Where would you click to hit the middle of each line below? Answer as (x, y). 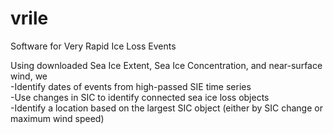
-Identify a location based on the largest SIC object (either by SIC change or (166, 108)
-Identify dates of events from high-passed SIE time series (131, 86)
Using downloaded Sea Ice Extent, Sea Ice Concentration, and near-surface (166, 65)
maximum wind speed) (57, 118)
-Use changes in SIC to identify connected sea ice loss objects (140, 97)
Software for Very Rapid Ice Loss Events (93, 46)
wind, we (29, 76)
